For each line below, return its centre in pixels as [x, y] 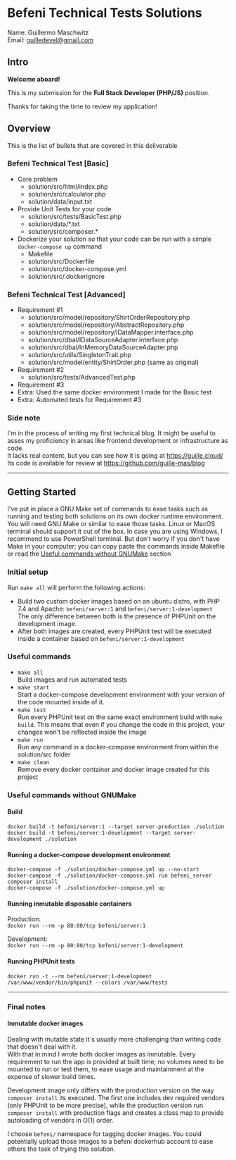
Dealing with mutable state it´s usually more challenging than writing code [114, 1039]
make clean [33, 762]
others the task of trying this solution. [61, 1149]
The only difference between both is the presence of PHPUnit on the [117, 616]
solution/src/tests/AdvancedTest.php [81, 378]
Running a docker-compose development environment [89, 854]
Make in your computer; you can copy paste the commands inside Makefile [116, 547]
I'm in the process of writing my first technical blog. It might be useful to [112, 433]
